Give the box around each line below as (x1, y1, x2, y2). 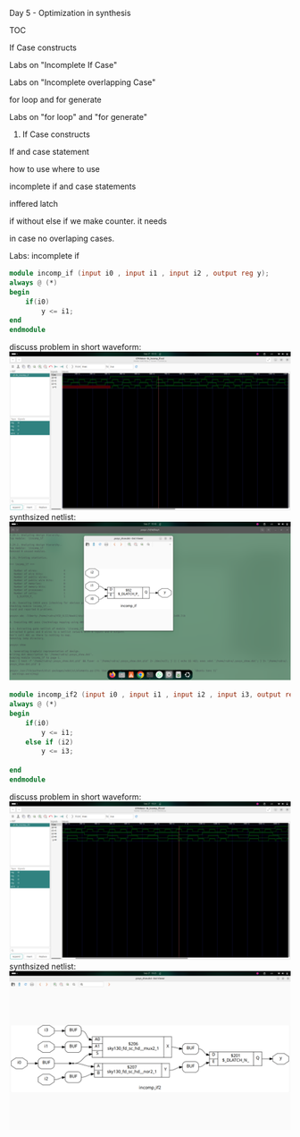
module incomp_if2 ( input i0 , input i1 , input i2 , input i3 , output (9, 690, 281, 699)
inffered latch (9, 199, 58, 209)
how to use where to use (9, 164, 100, 174)
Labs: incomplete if (9, 251, 80, 261)
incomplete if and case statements (9, 181, 137, 192)
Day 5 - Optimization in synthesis (9, 8, 131, 18)
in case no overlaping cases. (9, 233, 115, 244)
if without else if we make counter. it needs (9, 216, 168, 227)
